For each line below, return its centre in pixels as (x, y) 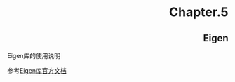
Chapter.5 (199, 12)
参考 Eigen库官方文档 (37, 70)
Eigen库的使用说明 (34, 56)
